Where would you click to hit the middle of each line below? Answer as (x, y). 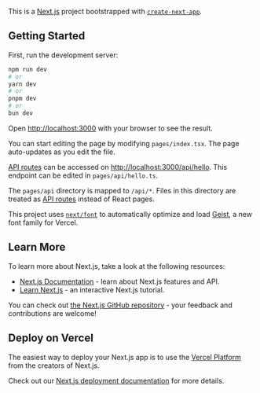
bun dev (21, 113)
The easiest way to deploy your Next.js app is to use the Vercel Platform (125, 357)
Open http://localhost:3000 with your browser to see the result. (111, 128)
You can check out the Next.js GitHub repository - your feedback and (121, 305)
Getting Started (47, 36)
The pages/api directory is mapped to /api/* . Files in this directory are (122, 190)
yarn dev (22, 84)
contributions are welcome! (52, 313)
